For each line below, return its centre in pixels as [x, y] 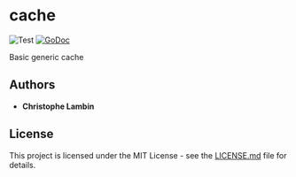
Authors [32, 85]
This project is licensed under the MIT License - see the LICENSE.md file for [148, 155]
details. [23, 165]
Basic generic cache [47, 57]
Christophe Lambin [58, 106]
